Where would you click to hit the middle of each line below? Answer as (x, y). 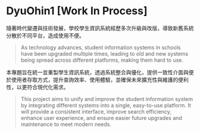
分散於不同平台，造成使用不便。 (45, 35)
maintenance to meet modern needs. (66, 124)
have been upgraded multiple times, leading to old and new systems (104, 53)
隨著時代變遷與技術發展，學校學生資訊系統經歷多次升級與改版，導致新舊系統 (100, 28)
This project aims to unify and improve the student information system (107, 99)
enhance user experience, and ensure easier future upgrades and (101, 118)
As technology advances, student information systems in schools (101, 47)
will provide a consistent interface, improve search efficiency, (96, 112)
